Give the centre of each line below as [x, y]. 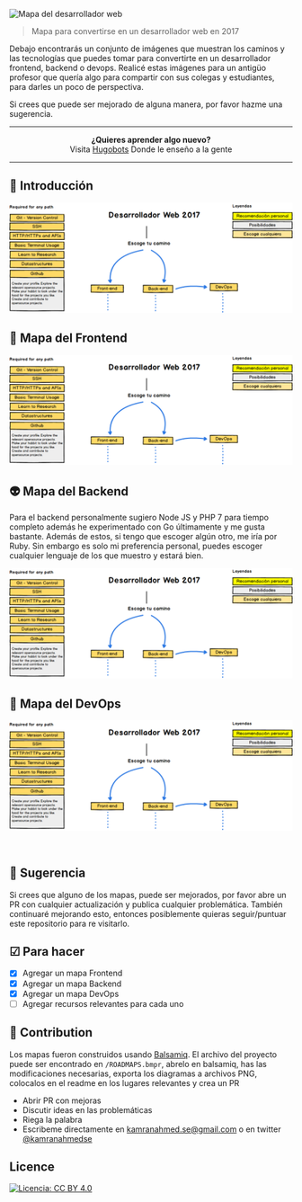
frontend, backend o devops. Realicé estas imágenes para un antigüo [138, 68]
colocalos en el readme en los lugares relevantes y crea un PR [124, 1082]
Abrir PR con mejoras [62, 1100]
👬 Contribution [51, 1033]
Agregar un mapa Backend [72, 984]
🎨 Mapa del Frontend [68, 338]
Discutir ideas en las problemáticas [87, 1109]
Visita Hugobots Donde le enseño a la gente [151, 149]
